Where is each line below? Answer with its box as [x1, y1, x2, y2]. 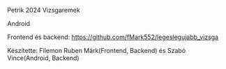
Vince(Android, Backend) [7, 54, 80, 62]
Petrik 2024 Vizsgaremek [7, 6, 80, 14]
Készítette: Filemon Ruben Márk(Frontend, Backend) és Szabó [7, 47, 186, 54]
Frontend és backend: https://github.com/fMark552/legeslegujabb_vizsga [7, 33, 218, 41]
